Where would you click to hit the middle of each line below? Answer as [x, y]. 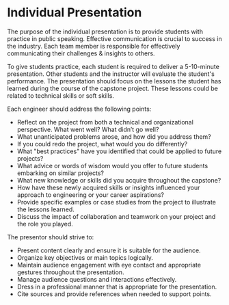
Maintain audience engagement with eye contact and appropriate [109, 265]
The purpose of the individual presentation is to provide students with [105, 31]
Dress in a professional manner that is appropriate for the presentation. [117, 287]
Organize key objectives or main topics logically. [85, 257]
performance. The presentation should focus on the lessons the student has [114, 81]
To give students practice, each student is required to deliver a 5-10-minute [113, 66]
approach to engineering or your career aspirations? [90, 195]
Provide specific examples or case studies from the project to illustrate [117, 202]
